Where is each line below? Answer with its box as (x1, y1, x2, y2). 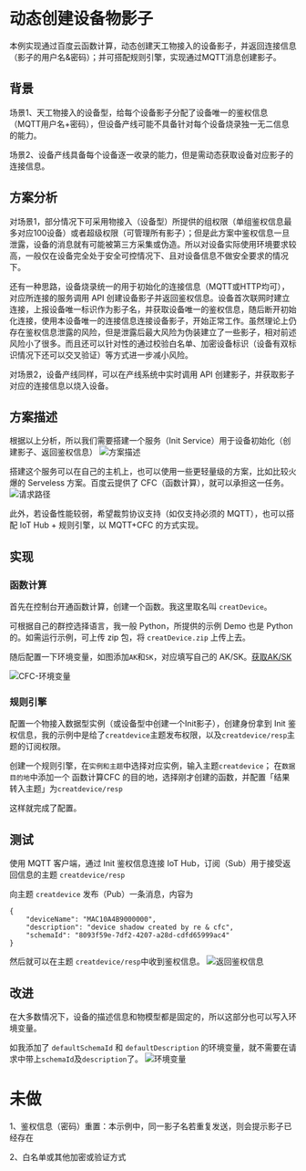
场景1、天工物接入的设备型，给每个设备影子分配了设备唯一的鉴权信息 (9, 107, 269, 118)
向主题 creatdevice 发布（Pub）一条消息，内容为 (9, 889, 194, 900)
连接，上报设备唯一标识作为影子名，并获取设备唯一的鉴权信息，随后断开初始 (9, 303, 297, 315)
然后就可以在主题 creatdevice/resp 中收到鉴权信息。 (9, 956, 205, 967)
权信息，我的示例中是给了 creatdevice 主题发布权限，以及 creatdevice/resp (9, 729, 288, 740)
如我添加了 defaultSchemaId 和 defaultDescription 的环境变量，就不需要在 (9, 1041, 289, 1052)
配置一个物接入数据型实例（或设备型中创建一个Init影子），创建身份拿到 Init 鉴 (9, 718, 296, 729)
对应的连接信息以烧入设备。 (9, 380, 114, 391)
